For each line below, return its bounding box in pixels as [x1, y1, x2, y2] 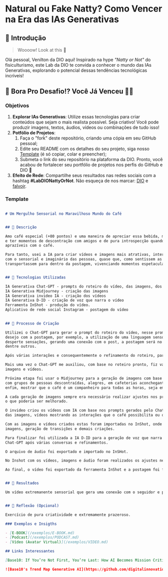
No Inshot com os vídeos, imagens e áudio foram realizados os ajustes [5, 458, 157, 463]
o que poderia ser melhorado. [5, 399, 68, 404]
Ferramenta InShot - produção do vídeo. [5, 303, 91, 308]
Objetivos [5, 102, 29, 109]
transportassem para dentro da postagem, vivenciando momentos [5, 261, 140, 266]
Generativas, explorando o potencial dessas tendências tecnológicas [5, 67, 147, 73]
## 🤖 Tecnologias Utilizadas [5, 274, 66, 280]
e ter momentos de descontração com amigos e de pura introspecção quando [5, 238, 164, 243]
